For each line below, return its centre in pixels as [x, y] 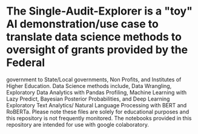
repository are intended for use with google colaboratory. [78, 124]
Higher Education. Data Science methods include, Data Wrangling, [89, 85]
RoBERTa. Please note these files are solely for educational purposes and [98, 112]
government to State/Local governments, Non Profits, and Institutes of [94, 79]
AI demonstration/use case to [82, 24]
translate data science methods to [94, 37]
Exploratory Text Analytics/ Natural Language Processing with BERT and [97, 105]
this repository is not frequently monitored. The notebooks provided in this [99, 118]
